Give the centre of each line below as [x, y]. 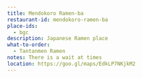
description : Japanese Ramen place [58, 39]
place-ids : [23, 26]
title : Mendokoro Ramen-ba [45, 13]
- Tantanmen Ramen [40, 52]
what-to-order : [29, 45]
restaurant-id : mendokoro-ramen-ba [58, 20]
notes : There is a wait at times [55, 58]
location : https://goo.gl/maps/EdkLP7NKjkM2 [71, 64]
